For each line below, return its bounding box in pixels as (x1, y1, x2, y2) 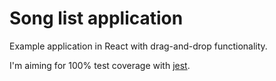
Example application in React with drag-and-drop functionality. (9, 40, 268, 52)
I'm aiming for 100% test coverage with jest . (9, 59, 191, 71)
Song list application (9, 7, 184, 30)
